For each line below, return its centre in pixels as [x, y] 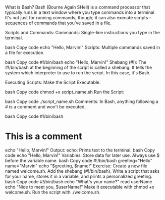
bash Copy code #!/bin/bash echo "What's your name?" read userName [79, 181]
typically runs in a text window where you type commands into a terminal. [80, 12]
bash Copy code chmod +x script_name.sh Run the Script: [65, 92]
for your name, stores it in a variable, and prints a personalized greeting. [79, 176]
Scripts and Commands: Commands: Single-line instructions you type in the [82, 32]
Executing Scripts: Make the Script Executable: [53, 82]
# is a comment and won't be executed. [45, 107]
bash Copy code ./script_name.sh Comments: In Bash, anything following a [82, 101]
